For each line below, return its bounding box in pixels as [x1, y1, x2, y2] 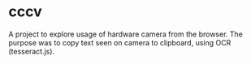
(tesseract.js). [8, 46, 55, 56]
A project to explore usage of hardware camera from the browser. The [8, 29, 244, 39]
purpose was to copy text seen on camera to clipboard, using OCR [8, 37, 232, 47]
